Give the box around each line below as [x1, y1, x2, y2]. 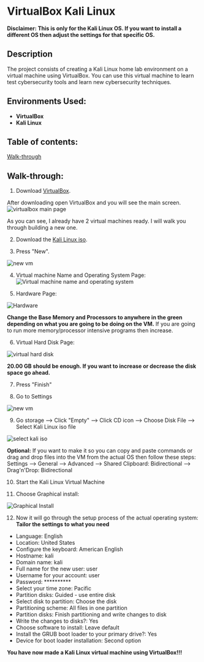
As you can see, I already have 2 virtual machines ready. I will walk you [7, 217, 186, 225]
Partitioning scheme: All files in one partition [15, 604, 127, 612]
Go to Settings [15, 393, 53, 400]
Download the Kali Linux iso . [15, 236, 88, 243]
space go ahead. [7, 369, 51, 376]
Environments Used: [7, 96, 86, 107]
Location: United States [15, 539, 75, 547]
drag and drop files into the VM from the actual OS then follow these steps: [7, 453, 196, 461]
